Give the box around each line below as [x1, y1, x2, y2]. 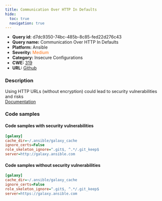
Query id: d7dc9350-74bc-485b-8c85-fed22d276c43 [12, 34, 122, 40]
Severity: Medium [12, 50, 49, 55]
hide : [5, 12, 16, 17]
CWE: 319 [12, 60, 33, 66]
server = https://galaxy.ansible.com [5, 191, 78, 196]
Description [5, 77, 34, 84]
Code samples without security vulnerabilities [5, 162, 101, 168]
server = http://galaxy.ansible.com [5, 152, 76, 157]
